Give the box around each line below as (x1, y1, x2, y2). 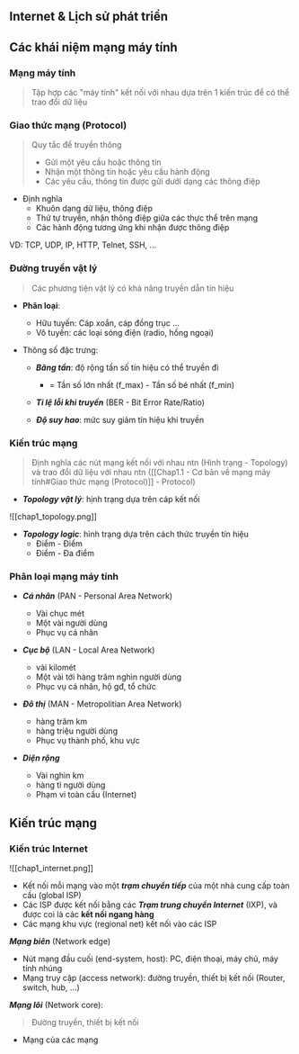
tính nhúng (22, 962, 63, 973)
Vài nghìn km (35, 770, 84, 781)
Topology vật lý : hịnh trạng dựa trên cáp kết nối (22, 493, 200, 504)
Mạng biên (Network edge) (9, 935, 111, 946)
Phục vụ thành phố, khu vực (35, 735, 141, 746)
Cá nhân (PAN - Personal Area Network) (22, 590, 173, 601)
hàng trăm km (35, 716, 88, 727)
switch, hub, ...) (22, 982, 81, 993)
